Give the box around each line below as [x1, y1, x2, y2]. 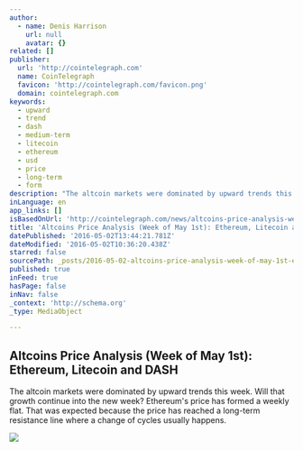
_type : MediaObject [9, 307, 83, 316]
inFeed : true [9, 273, 59, 282]
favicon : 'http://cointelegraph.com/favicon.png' [17, 80, 207, 89]
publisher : [9, 55, 50, 64]
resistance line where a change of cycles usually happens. [9, 415, 227, 426]
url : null [25, 30, 63, 39]
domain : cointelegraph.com [17, 88, 119, 97]
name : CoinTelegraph [17, 72, 95, 81]
